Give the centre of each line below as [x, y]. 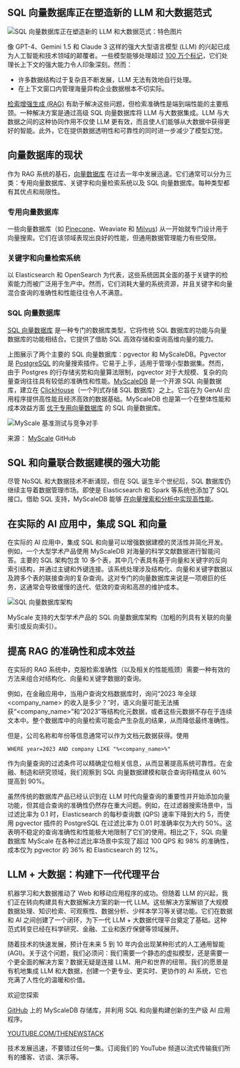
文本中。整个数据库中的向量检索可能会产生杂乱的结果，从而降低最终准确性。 [120, 720]
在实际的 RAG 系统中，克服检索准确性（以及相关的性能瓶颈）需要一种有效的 [119, 669]
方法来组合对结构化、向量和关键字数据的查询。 [76, 678]
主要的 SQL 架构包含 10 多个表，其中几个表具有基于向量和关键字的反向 [123, 560]
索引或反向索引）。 [34, 627]
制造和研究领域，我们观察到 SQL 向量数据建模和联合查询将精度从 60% [123, 772]
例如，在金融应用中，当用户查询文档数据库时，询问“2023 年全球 [102, 693]
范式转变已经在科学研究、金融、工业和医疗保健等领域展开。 [95, 929]
